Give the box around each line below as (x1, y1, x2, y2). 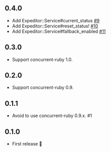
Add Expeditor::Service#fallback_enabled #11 (12, 28, 106, 34)
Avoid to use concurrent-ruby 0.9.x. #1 (12, 112, 92, 119)
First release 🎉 (12, 141, 42, 147)
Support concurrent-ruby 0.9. (12, 85, 74, 91)
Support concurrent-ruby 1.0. (12, 56, 73, 62)
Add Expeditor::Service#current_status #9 (12, 17, 100, 23)
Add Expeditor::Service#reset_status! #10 (12, 23, 98, 29)
